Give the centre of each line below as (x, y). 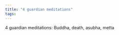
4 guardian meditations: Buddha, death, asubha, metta (60, 27)
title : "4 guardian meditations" (39, 9)
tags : (10, 14)
